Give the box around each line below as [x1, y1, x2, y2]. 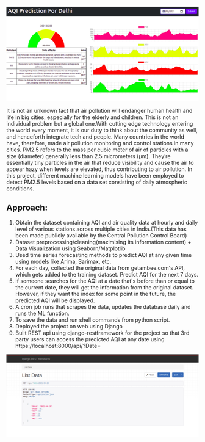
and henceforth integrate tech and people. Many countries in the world [6, 133, 184, 140]
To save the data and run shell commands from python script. [15, 316, 170, 324]
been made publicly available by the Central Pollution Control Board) [15, 231, 187, 239]
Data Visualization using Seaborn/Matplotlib [15, 245, 126, 252]
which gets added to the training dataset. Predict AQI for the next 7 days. [15, 270, 199, 278]
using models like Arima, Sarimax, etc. [15, 258, 112, 265]
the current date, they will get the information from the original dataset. [15, 283, 194, 291]
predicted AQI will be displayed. [15, 297, 95, 304]
